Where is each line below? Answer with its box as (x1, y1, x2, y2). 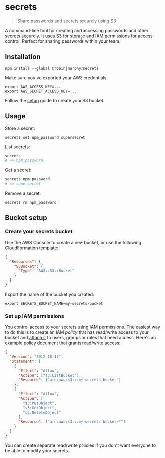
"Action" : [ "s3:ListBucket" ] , (18, 373, 81, 378)
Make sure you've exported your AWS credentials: (5, 74, 108, 81)
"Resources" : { (9, 259, 41, 264)
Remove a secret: (5, 190, 41, 196)
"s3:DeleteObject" (23, 410, 61, 415)
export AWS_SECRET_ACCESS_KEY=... (5, 89, 77, 94)
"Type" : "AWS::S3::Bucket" (18, 268, 75, 273)
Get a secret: (5, 167, 32, 173)
